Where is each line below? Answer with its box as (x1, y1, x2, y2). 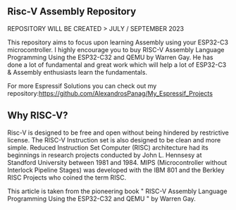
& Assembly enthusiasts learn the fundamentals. (7, 68, 148, 76)
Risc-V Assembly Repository (7, 6, 137, 18)
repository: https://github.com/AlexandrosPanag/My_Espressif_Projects (7, 89, 213, 97)
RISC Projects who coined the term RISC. (7, 173, 127, 182)
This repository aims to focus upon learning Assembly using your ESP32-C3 (7, 38, 229, 47)
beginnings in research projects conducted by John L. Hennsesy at (7, 151, 202, 159)
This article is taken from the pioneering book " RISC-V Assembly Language (7, 187, 228, 195)
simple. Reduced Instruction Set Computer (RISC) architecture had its (7, 143, 209, 152)
